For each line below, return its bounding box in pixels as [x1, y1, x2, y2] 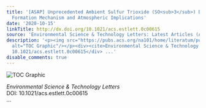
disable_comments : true [6, 54, 67, 60]
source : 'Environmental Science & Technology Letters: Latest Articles [6, 32, 193, 38]
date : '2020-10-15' [6, 20, 56, 26]
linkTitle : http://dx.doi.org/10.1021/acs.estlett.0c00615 [6, 26, 161, 32]
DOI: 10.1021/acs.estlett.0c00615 [6, 89, 88, 96]
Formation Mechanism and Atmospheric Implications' [12, 15, 147, 21]
